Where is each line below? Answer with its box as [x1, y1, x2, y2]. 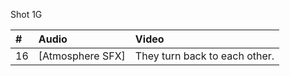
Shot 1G [10, 9, 43, 20]
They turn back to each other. [134, 49, 275, 63]
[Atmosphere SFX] [38, 49, 126, 63]
